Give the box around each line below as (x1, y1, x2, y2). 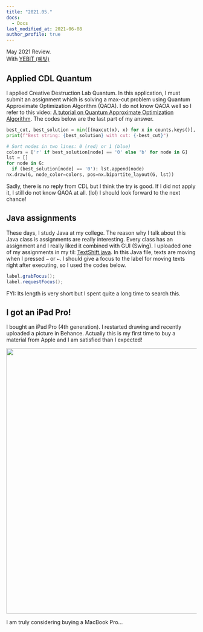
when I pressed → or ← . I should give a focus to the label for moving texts (6, 255, 185, 262)
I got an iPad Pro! (6, 307, 71, 317)
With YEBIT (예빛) (6, 55, 50, 62)
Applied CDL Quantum (6, 73, 92, 84)
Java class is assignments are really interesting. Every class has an (6, 235, 173, 243)
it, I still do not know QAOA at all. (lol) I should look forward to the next (6, 189, 181, 196)
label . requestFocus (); (6, 278, 63, 285)
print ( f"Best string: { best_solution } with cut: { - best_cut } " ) (6, 132, 169, 138)
